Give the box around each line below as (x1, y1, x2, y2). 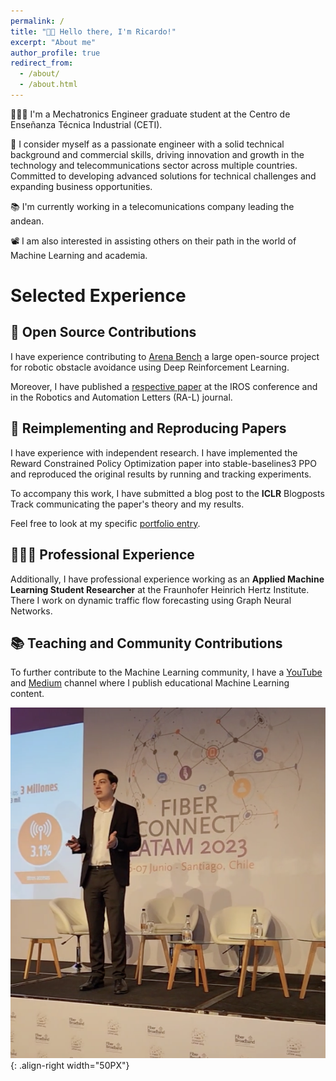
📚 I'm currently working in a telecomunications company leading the (10, 200, 295, 212)
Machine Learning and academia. (10, 249, 148, 261)
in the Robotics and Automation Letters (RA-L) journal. (10, 391, 233, 403)
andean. (10, 215, 45, 227)
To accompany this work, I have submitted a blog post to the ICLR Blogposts (10, 487, 325, 499)
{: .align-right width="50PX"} (10, 1060, 130, 1072)
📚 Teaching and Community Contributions (10, 635, 283, 652)
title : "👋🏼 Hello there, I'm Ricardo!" (10, 26, 177, 37)
